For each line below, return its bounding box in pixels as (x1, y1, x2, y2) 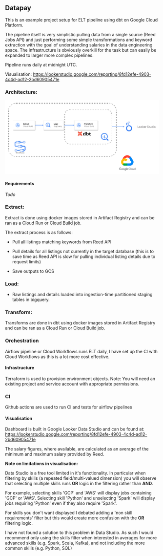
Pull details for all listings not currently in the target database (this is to (12, 248, 154, 254)
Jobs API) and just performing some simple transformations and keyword (5, 37, 152, 43)
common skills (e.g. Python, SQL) (5, 545, 72, 551)
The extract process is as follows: (5, 229, 73, 235)
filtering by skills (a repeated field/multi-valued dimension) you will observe (5, 475, 157, 481)
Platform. (5, 22, 23, 28)
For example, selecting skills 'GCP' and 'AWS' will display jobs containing (5, 490, 152, 496)
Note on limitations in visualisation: (5, 461, 78, 467)
